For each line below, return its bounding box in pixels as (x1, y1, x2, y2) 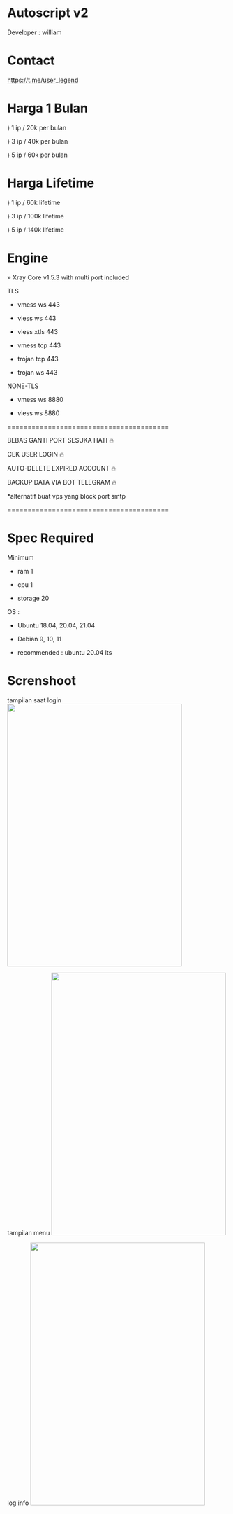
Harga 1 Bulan (7, 100, 89, 116)
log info (7, 1499, 29, 1507)
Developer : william (7, 28, 62, 36)
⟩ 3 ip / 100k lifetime (7, 211, 64, 220)
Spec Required (7, 530, 94, 546)
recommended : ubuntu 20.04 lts (17, 648, 112, 656)
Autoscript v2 (7, 5, 89, 21)
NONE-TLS (7, 382, 39, 390)
